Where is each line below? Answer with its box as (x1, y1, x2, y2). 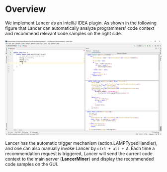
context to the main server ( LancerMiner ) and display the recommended (5, 156, 154, 162)
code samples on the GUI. (5, 161, 59, 167)
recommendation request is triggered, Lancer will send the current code (5, 150, 153, 157)
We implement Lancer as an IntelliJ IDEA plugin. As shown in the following (5, 20, 157, 26)
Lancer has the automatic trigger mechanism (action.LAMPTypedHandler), (5, 140, 158, 146)
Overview (5, 3, 46, 15)
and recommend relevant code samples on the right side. (5, 30, 122, 36)
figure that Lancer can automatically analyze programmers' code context (5, 25, 155, 31)
